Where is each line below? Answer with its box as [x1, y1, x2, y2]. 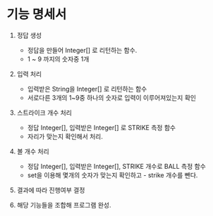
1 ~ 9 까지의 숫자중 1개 [27, 54, 90, 63]
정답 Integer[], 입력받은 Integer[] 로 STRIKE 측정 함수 [27, 123, 176, 132]
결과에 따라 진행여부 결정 [16, 186, 85, 194]
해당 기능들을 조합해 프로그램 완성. [16, 201, 111, 209]
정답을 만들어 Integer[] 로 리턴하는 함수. [27, 46, 138, 54]
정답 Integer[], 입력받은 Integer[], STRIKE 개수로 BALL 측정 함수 [27, 162, 206, 170]
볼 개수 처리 [16, 147, 50, 155]
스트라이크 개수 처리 [16, 108, 72, 117]
